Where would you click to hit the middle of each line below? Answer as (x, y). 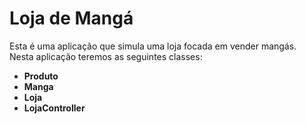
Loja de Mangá (71, 18)
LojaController (54, 108)
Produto (41, 76)
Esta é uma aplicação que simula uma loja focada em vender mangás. (153, 46)
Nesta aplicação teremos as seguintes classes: (106, 56)
